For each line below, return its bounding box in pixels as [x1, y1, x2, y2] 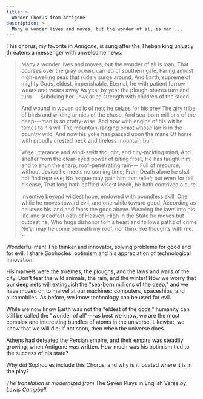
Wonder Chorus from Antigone [12, 15, 85, 21]
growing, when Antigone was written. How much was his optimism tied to [6, 343, 190, 350]
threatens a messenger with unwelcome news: [6, 49, 123, 56]
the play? [6, 368, 29, 375]
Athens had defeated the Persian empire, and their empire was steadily [6, 336, 184, 344]
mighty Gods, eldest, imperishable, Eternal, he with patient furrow [21, 80, 185, 87]
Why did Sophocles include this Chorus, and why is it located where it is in [6, 361, 192, 369]
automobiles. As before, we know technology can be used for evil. [6, 294, 171, 301]
